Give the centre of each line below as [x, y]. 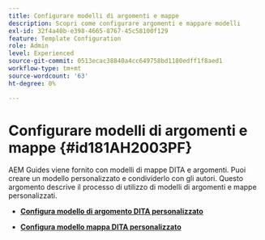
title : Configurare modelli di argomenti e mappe [94, 16]
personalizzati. [33, 196]
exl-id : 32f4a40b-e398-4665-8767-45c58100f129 [88, 31]
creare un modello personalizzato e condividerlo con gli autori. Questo [126, 179]
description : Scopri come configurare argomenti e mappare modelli [125, 23]
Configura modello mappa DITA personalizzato [100, 227]
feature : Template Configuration [65, 38]
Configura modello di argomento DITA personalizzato [112, 212]
